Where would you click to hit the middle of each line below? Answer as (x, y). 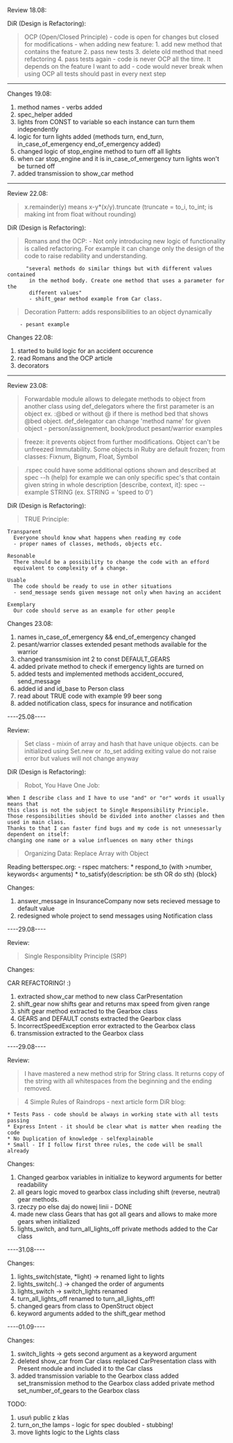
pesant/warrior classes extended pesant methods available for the (112, 644)
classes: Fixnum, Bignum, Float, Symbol (81, 456)
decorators (33, 366)
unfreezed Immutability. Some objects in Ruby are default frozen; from (124, 449)
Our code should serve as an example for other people (94, 610)
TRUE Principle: (46, 519)
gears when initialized (49, 1221)
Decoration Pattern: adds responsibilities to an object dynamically (118, 312)
